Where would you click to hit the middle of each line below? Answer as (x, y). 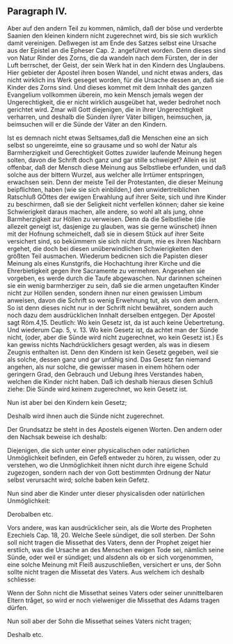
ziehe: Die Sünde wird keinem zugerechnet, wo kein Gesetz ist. (98, 389)
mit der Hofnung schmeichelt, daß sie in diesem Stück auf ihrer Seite (106, 234)
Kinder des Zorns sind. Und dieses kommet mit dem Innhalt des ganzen (110, 87)
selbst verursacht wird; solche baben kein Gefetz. (78, 480)
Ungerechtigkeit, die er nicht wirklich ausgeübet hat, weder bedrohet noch (114, 102)
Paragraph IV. (37, 11)
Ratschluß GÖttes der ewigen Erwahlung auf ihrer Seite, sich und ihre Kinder (116, 197)
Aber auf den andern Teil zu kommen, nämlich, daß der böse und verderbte (115, 28)
